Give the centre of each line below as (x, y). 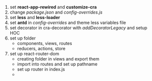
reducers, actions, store (41, 49)
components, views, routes (45, 43)
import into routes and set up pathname (57, 64)
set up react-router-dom (34, 54)
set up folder (23, 38)
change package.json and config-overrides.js (56, 12)
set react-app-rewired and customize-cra (53, 7)
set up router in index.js (41, 69)
